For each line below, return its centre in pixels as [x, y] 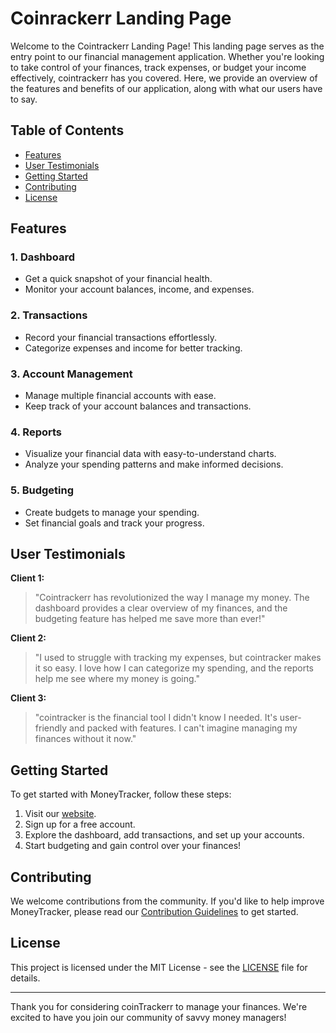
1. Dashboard [43, 257]
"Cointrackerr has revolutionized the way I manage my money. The [172, 598]
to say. [24, 99]
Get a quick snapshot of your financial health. [118, 279]
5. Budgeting [42, 490]
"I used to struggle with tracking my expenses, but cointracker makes [178, 658]
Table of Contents [67, 130]
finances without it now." [85, 739]
